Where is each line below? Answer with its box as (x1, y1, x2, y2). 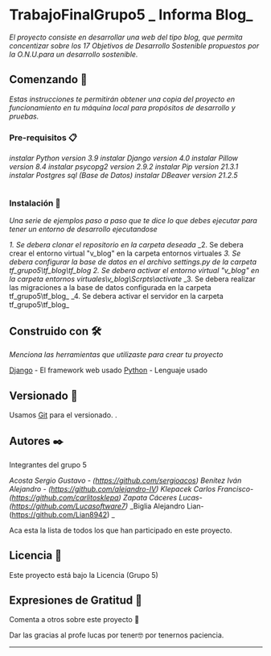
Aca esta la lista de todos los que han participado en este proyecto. (9, 525, 232, 535)
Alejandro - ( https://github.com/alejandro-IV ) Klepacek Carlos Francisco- (9, 484, 254, 493)
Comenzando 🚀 (9, 73, 88, 86)
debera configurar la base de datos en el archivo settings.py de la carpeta (9, 257, 257, 267)
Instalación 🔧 (9, 197, 61, 209)
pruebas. (9, 111, 39, 121)
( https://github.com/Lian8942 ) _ (9, 509, 115, 519)
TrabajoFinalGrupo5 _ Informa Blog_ (9, 6, 253, 24)
